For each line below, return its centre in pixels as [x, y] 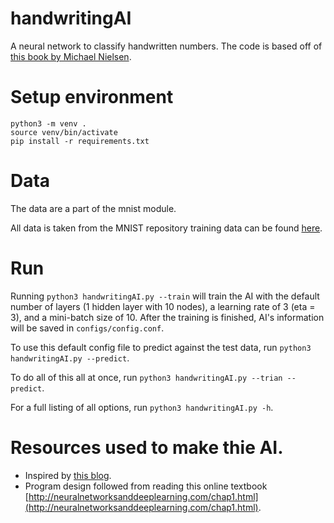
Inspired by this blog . [68, 475]
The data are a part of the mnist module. [93, 208]
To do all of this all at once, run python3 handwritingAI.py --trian [146, 377]
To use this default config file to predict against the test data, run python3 [161, 347]
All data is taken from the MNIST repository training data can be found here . [166, 228]
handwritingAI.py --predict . [70, 358]
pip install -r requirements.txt [80, 141]
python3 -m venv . [48, 123]
